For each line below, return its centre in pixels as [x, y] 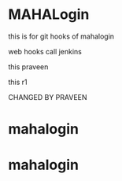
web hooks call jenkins [45, 51]
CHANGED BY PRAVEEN [48, 97]
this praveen [28, 66]
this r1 [18, 82]
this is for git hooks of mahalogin [61, 36]
